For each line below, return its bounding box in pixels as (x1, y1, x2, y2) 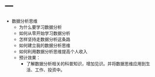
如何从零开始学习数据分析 (19, 30, 71, 36)
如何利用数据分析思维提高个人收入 (19, 48, 88, 54)
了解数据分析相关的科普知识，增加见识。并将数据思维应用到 (26, 60, 146, 66)
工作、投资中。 (35, 67, 65, 73)
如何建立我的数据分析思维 (19, 42, 71, 48)
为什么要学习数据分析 (19, 24, 62, 30)
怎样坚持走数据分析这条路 (19, 36, 71, 42)
